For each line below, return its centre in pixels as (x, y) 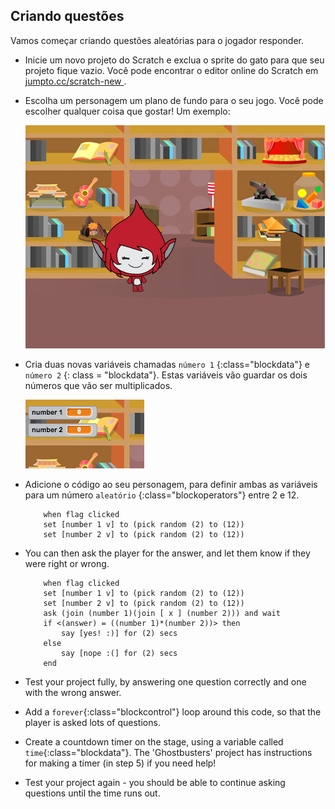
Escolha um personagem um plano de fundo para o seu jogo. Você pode (174, 100)
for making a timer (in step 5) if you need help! (120, 763)
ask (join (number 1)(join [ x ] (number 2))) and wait (162, 613)
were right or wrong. (67, 563)
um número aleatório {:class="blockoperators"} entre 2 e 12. (173, 495)
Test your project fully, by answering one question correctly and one (165, 681)
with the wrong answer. (73, 692)
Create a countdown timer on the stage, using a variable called (154, 741)
